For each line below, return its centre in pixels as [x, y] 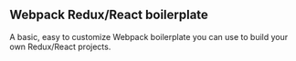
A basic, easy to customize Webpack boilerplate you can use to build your [149, 36]
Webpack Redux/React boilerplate [109, 15]
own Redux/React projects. [60, 46]
